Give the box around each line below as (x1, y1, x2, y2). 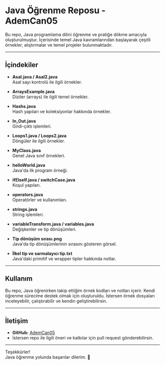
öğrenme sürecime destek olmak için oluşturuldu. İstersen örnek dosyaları (5, 292, 155, 299)
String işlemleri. (12, 211, 44, 217)
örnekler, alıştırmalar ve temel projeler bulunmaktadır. (5, 42, 113, 48)
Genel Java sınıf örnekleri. (12, 153, 65, 158)
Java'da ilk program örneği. (12, 167, 68, 173)
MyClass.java (12, 147, 41, 153)
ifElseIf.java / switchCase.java (12, 177, 76, 182)
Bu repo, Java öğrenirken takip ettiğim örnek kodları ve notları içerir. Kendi (5, 287, 155, 293)
